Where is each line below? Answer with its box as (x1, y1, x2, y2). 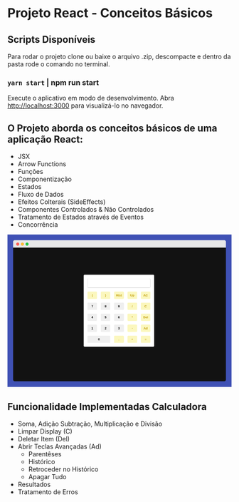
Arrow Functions (17, 160, 66, 168)
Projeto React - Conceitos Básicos (7, 5, 213, 21)
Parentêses (28, 450, 62, 459)
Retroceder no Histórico (28, 465, 99, 473)
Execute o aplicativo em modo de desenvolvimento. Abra (7, 94, 174, 103)
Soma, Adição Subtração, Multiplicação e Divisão (17, 419, 162, 429)
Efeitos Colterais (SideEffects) (17, 198, 106, 206)
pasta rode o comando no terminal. (7, 60, 110, 68)
